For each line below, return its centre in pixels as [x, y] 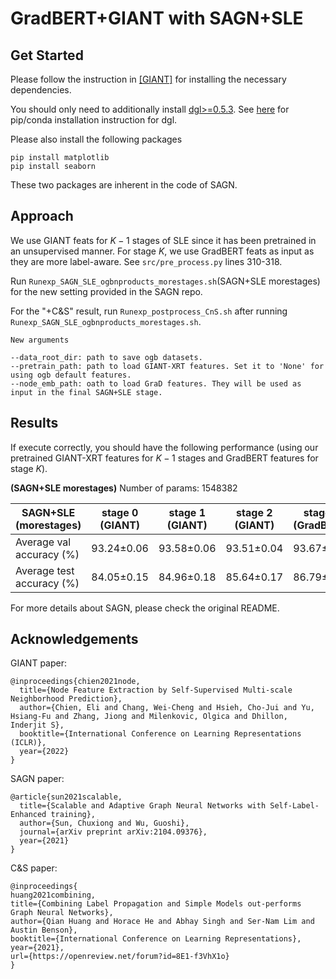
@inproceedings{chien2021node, [75, 682]
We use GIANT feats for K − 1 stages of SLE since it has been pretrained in [163, 240]
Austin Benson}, [44, 930]
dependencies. [41, 90]
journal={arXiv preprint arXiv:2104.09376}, [113, 832]
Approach [42, 216]
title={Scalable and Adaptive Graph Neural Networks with [143, 806]
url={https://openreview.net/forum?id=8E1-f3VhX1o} [120, 957]
